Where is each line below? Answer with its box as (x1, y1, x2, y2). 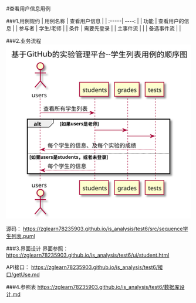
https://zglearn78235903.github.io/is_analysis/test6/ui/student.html (6, 251, 170, 259)
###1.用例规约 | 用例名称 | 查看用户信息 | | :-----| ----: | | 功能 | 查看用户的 (6, 18, 184, 25)
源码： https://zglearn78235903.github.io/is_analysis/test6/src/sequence (6, 225, 183, 233)
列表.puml (11, 233, 35, 240)
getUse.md (13, 271, 40, 278)
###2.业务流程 (6, 38, 42, 44)
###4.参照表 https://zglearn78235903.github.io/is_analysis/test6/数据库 (6, 284, 180, 291)
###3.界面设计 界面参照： (6, 245, 69, 252)
